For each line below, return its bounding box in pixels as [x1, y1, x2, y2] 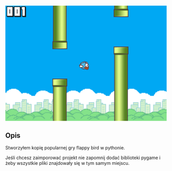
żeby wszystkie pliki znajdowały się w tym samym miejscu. [5, 160, 130, 166]
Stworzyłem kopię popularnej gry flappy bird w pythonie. [5, 145, 125, 151]
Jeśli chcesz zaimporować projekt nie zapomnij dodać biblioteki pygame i [5, 155, 161, 161]
